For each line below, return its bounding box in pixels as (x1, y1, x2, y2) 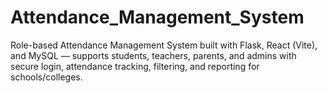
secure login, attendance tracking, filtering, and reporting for (10, 60, 260, 72)
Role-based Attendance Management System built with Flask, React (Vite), (10, 39, 318, 51)
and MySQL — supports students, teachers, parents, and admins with (10, 49, 297, 61)
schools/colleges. (10, 71, 83, 83)
